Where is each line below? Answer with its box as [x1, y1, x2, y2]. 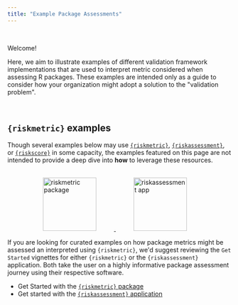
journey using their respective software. [7, 268, 124, 277]
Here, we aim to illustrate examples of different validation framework [7, 58, 208, 66]
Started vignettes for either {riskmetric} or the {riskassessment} [7, 253, 199, 262]
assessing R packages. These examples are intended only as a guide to [7, 73, 217, 81]
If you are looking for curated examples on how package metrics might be [7, 238, 224, 247]
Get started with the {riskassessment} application [17, 289, 163, 299]
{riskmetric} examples [7, 122, 112, 134]
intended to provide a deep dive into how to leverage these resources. [7, 156, 213, 164]
